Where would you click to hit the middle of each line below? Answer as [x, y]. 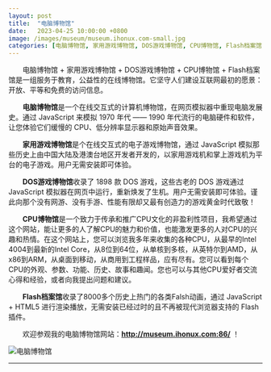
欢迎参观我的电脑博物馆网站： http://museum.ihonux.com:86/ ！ [131, 334]
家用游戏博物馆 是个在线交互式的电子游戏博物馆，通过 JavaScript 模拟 [138, 144]
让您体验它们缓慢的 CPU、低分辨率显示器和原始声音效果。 [105, 127]
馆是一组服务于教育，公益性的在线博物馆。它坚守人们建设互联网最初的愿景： [135, 80]
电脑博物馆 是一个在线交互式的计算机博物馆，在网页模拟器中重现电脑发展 [143, 107]
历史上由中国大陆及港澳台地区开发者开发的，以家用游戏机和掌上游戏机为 [135, 155]
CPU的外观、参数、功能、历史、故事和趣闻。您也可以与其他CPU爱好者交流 [133, 270]
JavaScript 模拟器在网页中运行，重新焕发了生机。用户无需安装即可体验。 [130, 192]
